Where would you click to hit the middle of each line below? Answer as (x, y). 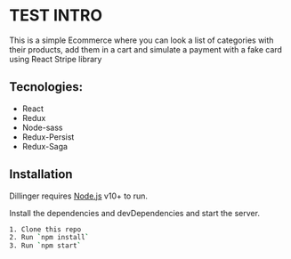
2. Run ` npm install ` (49, 238)
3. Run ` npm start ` (45, 246)
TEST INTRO (56, 16)
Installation (41, 174)
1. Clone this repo (45, 229)
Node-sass (42, 127)
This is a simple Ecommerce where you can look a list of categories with (141, 40)
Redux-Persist (48, 137)
